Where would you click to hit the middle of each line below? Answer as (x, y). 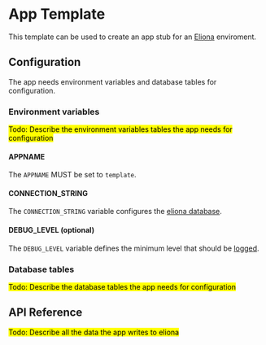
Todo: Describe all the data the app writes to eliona (94, 332)
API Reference (46, 313)
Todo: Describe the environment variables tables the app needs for (121, 129)
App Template (57, 14)
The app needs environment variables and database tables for (113, 81)
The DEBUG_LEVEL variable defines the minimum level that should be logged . (134, 248)
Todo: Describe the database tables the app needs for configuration (122, 286)
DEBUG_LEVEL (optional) (52, 230)
